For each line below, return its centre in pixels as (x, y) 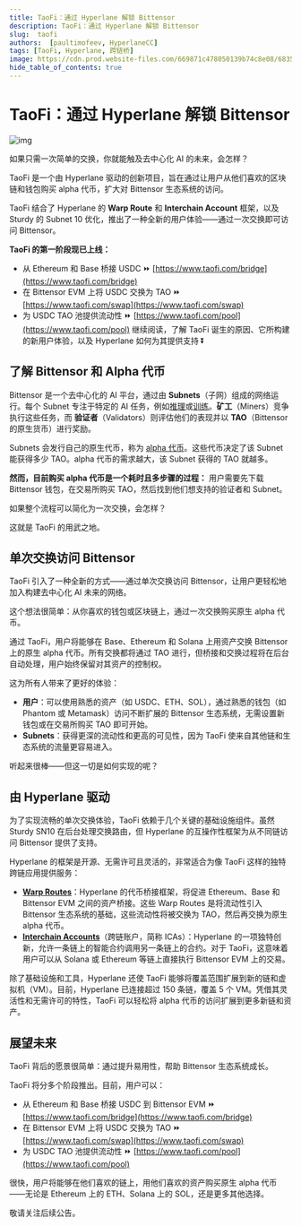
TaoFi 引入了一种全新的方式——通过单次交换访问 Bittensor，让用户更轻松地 (148, 581)
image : (21, 59)
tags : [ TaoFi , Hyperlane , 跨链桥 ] (72, 51)
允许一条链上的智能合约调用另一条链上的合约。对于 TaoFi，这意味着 (163, 948)
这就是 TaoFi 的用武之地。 (57, 527)
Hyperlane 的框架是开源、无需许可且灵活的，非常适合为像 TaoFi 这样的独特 (148, 862)
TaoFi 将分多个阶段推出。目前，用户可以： (87, 1085)
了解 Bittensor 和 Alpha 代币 (87, 371)
